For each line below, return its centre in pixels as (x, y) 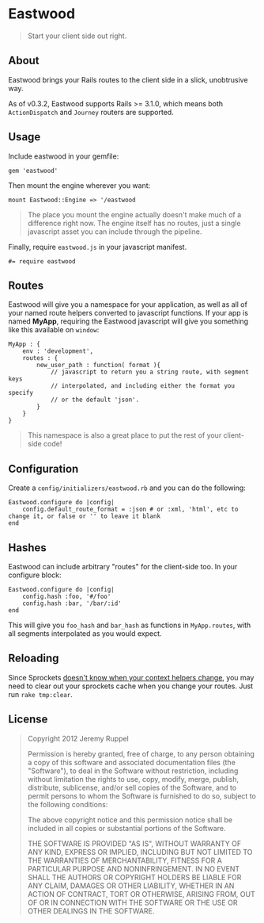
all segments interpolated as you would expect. (85, 634)
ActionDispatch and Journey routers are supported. (91, 112)
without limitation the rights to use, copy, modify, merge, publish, (133, 779)
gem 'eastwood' (33, 170)
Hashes (27, 548)
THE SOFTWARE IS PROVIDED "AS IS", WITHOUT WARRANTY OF (134, 843)
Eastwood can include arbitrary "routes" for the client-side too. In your (123, 567)
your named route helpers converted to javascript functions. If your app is (128, 313)
